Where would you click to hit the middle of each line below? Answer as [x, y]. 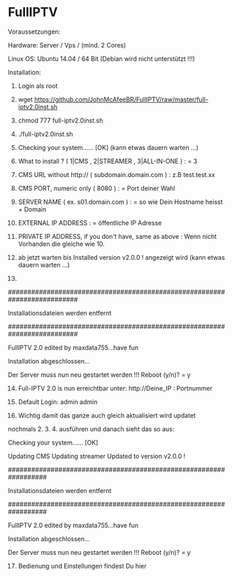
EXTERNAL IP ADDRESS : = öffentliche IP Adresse [90, 223]
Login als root [38, 85]
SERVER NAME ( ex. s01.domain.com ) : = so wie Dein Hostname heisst [120, 202]
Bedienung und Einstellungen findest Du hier [82, 566]
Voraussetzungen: [34, 32]
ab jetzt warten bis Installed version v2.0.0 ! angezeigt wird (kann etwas [122, 257]
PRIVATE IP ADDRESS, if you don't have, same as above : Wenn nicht [117, 236]
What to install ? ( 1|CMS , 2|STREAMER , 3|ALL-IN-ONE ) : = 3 [108, 161]
